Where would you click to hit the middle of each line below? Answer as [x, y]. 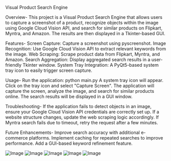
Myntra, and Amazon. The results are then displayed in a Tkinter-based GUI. [86, 33]
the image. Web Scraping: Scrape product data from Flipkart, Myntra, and [83, 54]
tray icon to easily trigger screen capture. [49, 70]
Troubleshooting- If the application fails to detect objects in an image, [78, 106]
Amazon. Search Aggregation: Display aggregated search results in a [78, 60]
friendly [14, 65]
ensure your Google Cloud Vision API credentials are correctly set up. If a [82, 112]
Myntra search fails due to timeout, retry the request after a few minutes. [82, 123]
